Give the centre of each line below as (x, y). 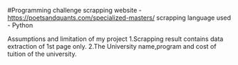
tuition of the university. (42, 54)
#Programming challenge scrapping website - (75, 10)
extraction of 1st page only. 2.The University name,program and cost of (112, 46)
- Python (20, 25)
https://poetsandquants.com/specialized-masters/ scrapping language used (119, 18)
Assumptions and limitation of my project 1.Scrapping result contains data (115, 39)
